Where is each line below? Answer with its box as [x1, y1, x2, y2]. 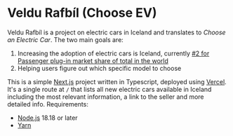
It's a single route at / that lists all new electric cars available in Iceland [7, 85, 212, 93]
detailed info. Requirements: [7, 100, 89, 108]
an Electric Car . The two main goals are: [7, 35, 124, 43]
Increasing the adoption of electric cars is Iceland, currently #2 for [17, 49, 210, 57]
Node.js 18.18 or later [17, 114, 79, 122]
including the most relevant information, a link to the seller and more [7, 93, 204, 101]
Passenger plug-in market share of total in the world [17, 56, 168, 64]
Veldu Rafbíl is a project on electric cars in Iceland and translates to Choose [7, 28, 226, 36]
